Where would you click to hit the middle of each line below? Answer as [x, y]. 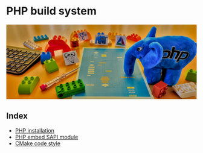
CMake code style [37, 143]
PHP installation [34, 130]
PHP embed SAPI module [47, 137]
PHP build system [51, 11]
